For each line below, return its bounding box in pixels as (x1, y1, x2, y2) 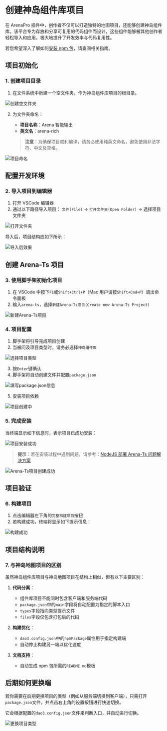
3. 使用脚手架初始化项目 (5, 276, 62, 283)
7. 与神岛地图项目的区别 (5, 561, 61, 568)
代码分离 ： (12, 584, 35, 590)
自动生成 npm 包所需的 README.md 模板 (19, 662, 96, 668)
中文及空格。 (33, 144, 60, 150)
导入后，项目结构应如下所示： (5, 233, 66, 240)
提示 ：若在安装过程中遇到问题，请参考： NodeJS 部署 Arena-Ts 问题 (17, 451, 157, 457)
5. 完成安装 (5, 417, 32, 424)
